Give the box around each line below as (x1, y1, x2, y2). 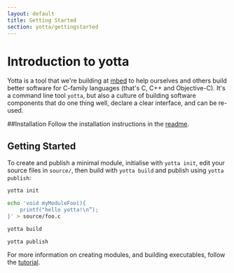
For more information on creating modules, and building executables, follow (7, 251, 226, 259)
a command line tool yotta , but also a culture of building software (7, 92, 196, 100)
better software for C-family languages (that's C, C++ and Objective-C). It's (7, 84, 226, 92)
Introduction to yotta (7, 53, 130, 69)
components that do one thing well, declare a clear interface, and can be (7, 99, 217, 107)
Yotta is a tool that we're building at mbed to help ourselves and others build (7, 76, 227, 85)
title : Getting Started (7, 17, 77, 24)
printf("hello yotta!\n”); (20, 206, 99, 213)
